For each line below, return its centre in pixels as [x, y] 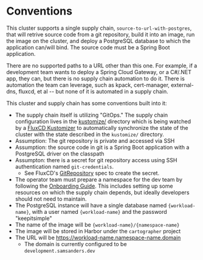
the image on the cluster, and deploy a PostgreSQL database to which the [98, 41]
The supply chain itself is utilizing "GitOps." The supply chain [91, 115]
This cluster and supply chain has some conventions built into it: [87, 103]
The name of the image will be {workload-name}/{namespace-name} [97, 224]
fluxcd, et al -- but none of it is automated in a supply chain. [93, 91]
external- [183, 85]
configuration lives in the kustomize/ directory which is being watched [103, 121]
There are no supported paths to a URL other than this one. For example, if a [102, 66]
